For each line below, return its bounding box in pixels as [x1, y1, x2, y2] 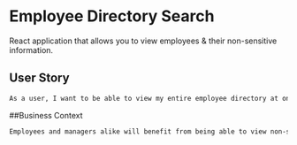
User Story [9, 71, 70, 86]
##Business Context [9, 110, 83, 120]
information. [9, 44, 54, 55]
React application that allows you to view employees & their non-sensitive [9, 35, 278, 46]
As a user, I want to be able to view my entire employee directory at [9, 94, 278, 103]
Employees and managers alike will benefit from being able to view [9, 126, 267, 136]
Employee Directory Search [9, 6, 215, 27]
